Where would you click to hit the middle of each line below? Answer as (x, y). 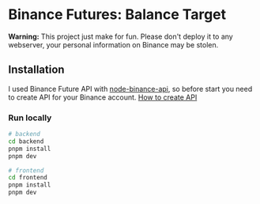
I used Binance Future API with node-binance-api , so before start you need (130, 89)
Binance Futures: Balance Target (117, 15)
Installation (36, 70)
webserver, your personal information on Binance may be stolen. (113, 44)
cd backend (26, 141)
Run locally (30, 118)
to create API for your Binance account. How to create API (103, 97)
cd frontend (28, 178)
